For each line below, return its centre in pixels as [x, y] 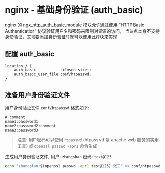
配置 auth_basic [30, 54]
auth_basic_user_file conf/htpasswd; [53, 74]
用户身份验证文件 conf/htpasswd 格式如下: [47, 108]
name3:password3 [22, 130]
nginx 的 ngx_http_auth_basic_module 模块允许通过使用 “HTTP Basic [75, 25]
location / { [18, 66]
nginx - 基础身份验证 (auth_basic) [74, 10]
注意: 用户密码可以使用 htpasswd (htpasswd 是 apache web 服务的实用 [88, 140]
